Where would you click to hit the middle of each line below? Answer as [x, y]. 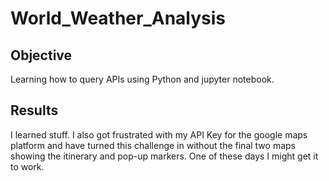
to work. [27, 166]
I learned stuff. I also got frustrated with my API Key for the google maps [159, 134]
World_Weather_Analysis [118, 18]
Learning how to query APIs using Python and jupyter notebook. [142, 79]
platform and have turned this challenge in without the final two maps [153, 145]
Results [34, 110]
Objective [41, 55]
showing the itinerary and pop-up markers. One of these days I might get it [164, 156]
